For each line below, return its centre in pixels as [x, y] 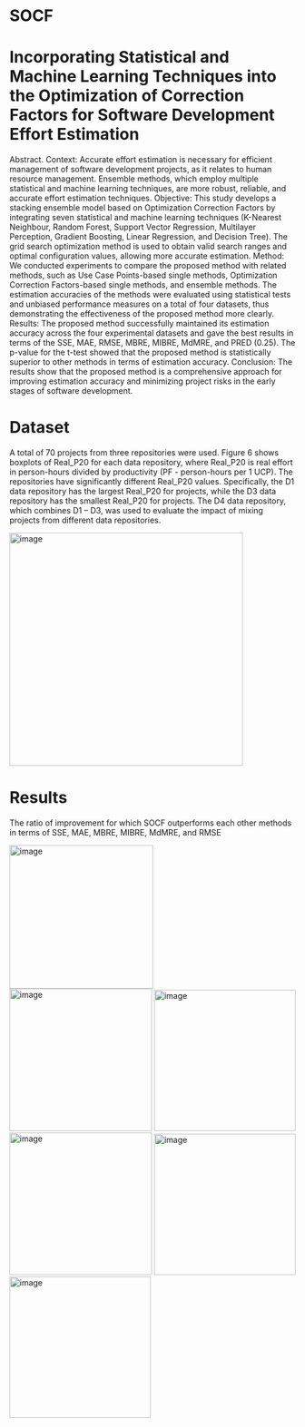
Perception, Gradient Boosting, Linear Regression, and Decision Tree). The [149, 237]
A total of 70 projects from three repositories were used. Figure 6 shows [144, 453]
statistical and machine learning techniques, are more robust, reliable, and [148, 189]
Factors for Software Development [142, 115]
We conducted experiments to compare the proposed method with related [148, 266]
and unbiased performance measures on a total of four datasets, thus [139, 304]
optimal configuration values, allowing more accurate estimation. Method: [147, 256]
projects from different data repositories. [85, 520]
